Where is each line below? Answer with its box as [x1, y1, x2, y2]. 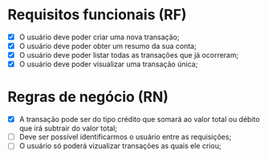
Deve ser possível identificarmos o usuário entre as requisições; [18, 132, 232, 142]
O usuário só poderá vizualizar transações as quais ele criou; [18, 141, 221, 151]
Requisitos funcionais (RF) [7, 6, 187, 24]
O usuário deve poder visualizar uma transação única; [18, 59, 198, 69]
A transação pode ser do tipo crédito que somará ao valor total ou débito [18, 115, 260, 124]
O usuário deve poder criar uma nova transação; [18, 32, 180, 42]
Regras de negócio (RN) [7, 88, 169, 106]
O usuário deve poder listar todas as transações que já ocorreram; [18, 51, 239, 60]
